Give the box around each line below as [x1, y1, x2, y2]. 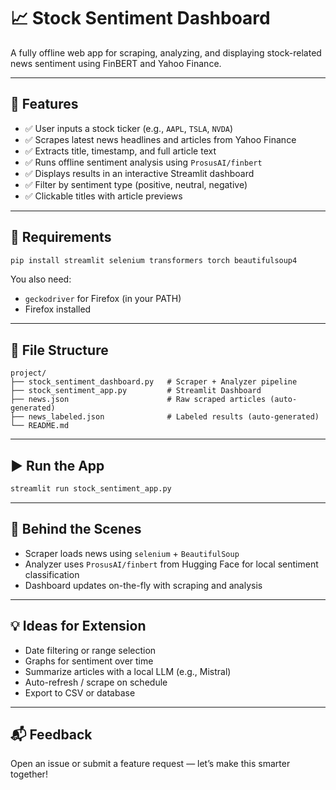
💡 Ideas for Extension [10, 618, 147, 635]
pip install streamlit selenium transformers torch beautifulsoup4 [10, 255, 298, 265]
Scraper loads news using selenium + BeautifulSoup [24, 547, 240, 559]
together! [10, 768, 48, 780]
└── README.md [10, 421, 70, 431]
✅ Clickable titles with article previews [24, 190, 183, 202]
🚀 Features [10, 96, 79, 113]
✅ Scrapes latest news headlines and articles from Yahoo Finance [24, 133, 297, 145]
